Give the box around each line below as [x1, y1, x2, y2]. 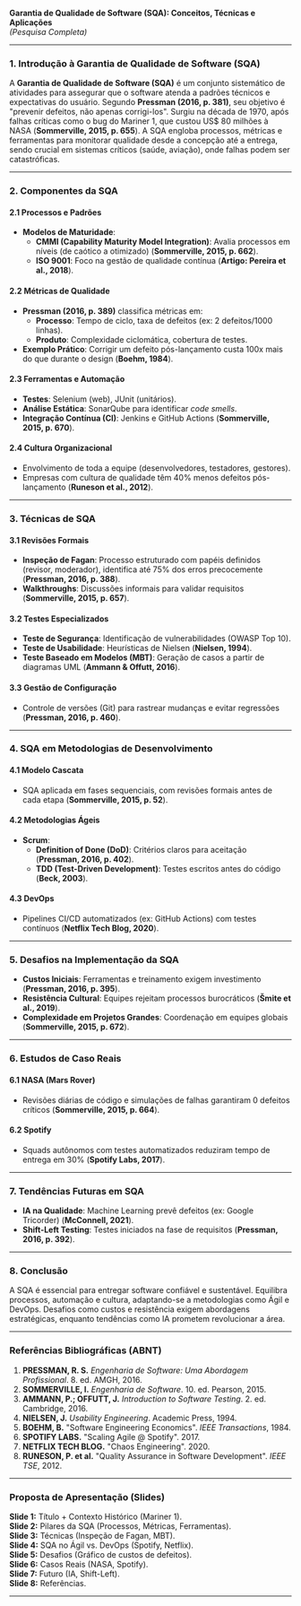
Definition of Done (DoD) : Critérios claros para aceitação [35, 844, 247, 855]
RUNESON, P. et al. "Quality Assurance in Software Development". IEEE [21, 1450, 287, 1461]
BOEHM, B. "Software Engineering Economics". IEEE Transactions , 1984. [21, 1421, 291, 1433]
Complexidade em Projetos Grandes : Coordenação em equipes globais [21, 1012, 288, 1023]
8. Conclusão [9, 1264, 69, 1277]
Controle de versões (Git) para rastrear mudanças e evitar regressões [21, 702, 280, 713]
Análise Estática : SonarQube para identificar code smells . [21, 403, 237, 413]
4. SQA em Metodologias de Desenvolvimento [9, 742, 213, 755]
